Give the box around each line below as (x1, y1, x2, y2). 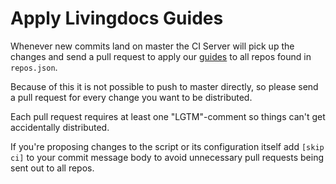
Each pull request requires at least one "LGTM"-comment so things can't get (10, 110, 326, 122)
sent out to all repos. (10, 162, 95, 174)
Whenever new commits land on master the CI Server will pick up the (10, 40, 295, 52)
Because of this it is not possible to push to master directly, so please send (10, 80, 319, 92)
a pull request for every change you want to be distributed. (10, 91, 253, 103)
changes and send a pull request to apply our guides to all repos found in (10, 50, 312, 62)
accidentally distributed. (10, 121, 110, 133)
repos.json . (10, 61, 58, 73)
